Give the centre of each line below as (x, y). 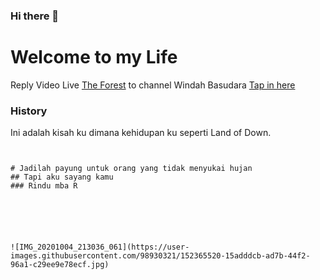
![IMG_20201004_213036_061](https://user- (100, 247)
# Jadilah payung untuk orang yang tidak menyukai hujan (131, 169)
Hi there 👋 (35, 16)
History (29, 111)
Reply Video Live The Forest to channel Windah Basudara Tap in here (153, 85)
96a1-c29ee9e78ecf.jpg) (60, 265)
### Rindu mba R (44, 186)
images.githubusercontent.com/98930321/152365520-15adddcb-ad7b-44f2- (160, 256)
